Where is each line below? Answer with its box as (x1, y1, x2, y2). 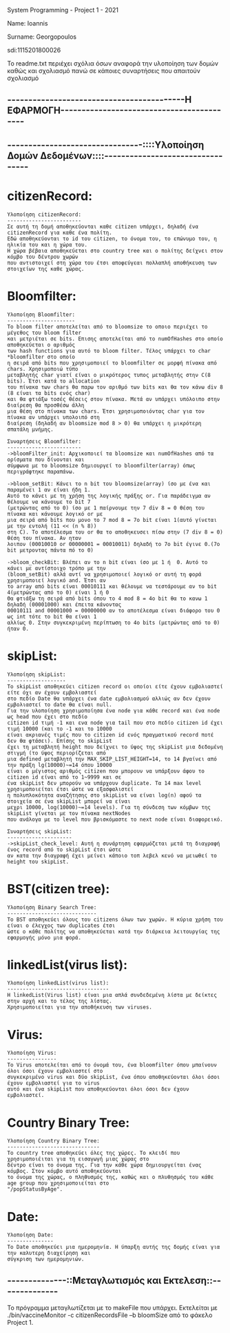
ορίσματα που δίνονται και (7, 456, 85, 463)
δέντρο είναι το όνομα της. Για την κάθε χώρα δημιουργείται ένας (7, 1162, 202, 1169)
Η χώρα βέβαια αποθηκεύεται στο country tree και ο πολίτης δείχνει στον (7, 247, 224, 254)
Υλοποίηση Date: (7, 1232, 54, 1238)
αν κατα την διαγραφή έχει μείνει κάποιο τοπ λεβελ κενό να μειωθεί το (7, 852, 217, 859)
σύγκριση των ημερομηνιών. (7, 1256, 85, 1263)
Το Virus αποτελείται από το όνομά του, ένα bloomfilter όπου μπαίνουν (7, 1062, 217, 1069)
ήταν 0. (7, 625, 30, 632)
